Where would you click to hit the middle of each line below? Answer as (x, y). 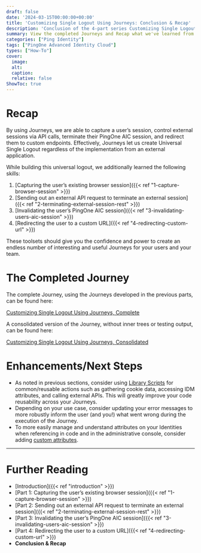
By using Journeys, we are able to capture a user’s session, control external (100, 130)
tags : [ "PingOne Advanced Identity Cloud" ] (61, 45)
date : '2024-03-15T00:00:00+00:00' (51, 17)
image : (20, 62)
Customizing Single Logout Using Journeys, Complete (73, 312)
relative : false (32, 78)
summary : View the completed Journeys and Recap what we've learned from (100, 34)
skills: (13, 173)
